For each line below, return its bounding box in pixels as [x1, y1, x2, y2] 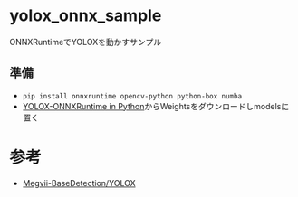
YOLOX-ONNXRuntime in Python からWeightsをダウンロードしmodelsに [22, 100, 290, 111]
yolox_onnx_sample [9, 5, 162, 26]
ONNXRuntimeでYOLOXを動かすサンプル [9, 36, 161, 47]
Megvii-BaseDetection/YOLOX [22, 177, 136, 188]
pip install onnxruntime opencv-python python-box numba [22, 91, 243, 100]
